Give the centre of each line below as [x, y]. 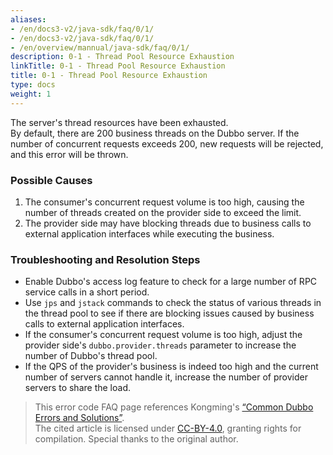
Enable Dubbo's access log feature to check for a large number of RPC [171, 282]
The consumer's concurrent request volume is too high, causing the [164, 202]
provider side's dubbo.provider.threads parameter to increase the [160, 345]
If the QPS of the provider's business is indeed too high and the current [171, 367]
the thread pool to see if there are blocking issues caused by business [169, 313]
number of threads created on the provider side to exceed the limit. [163, 212]
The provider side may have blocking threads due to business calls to [168, 223]
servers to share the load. [77, 388]
